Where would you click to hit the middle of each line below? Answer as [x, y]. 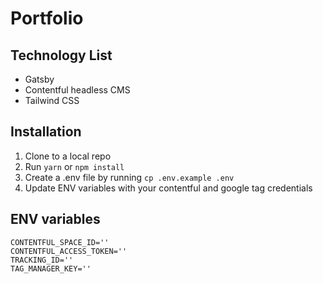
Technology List [61, 55]
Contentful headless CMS [77, 90]
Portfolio [47, 18]
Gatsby [39, 79]
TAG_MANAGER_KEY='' [51, 268]
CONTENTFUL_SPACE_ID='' [60, 242]
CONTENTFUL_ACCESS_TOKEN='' [69, 251]
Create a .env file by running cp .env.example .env [129, 177]
